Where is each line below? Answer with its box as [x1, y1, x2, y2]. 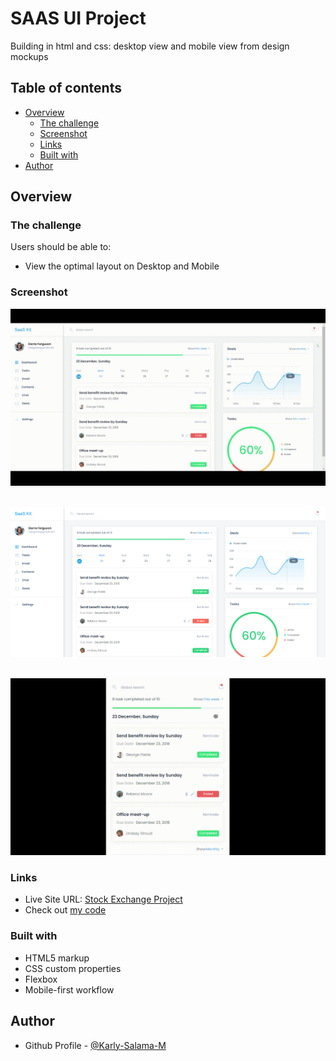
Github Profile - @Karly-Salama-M [24, 1039, 167, 1051]
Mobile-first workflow [24, 983, 115, 996]
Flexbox [24, 973, 58, 985]
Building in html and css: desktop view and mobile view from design [10, 40, 290, 52]
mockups [10, 50, 49, 62]
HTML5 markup [24, 952, 90, 964]
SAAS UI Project [10, 7, 147, 30]
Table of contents [10, 80, 122, 97]
